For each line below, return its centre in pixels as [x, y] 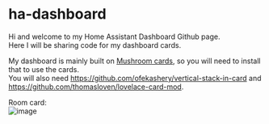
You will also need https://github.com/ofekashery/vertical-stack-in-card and [135, 78]
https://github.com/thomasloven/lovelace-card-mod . [96, 87]
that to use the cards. [44, 69]
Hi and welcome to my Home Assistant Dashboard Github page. [114, 36]
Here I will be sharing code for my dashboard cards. [95, 45]
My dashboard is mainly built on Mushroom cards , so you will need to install [134, 61]
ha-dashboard [57, 14]
